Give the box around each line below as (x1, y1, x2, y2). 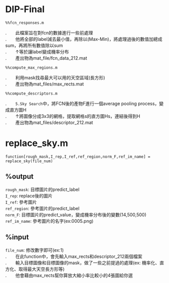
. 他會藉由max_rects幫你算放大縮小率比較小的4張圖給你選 (5, 272, 133, 278)
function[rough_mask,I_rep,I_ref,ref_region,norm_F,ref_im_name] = (5, 154, 151, 159)
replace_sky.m (5, 137, 68, 149)
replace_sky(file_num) (5, 158, 53, 164)
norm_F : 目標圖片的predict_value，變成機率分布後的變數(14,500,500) (5, 211, 147, 218)
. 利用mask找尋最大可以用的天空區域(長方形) (5, 74, 105, 80)
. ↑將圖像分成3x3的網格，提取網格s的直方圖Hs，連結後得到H (5, 113, 141, 119)
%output (5, 172, 34, 181)
